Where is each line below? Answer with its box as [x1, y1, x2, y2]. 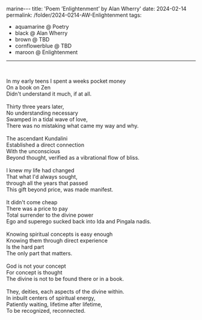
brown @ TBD [14, 36, 50, 43]
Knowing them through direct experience [6, 237, 108, 244]
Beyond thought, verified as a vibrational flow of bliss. [6, 154, 140, 161]
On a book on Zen [6, 84, 51, 91]
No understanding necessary [6, 109, 78, 116]
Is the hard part [6, 243, 44, 250]
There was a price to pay [6, 205, 68, 212]
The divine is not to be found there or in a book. [6, 276, 124, 282]
